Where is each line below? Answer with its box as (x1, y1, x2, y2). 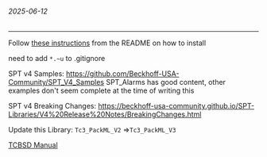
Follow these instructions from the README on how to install (8, 38, 207, 48)
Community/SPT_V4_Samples (8, 78, 105, 87)
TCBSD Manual (8, 140, 58, 150)
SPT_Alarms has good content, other (106, 78, 226, 87)
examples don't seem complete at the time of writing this (8, 86, 195, 95)
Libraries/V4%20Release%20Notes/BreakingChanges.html (8, 109, 202, 119)
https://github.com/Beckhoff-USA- (66, 69, 180, 78)
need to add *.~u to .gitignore (8, 54, 106, 63)
